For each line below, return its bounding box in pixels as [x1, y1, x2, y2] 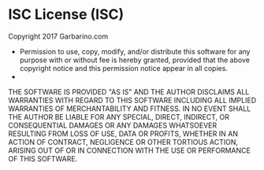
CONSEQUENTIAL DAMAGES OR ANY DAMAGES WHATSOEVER [8, 120, 218, 130]
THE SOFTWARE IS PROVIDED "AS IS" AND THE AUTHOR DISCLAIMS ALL [8, 87, 250, 96]
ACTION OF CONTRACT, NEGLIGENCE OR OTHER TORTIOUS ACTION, [8, 137, 239, 146]
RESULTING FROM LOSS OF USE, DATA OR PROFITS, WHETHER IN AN [8, 128, 239, 139]
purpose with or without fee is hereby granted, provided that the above [19, 55, 251, 65]
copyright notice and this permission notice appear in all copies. [19, 63, 229, 72]
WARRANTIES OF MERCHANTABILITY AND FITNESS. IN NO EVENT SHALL [8, 104, 251, 113]
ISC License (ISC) [8, 6, 125, 24]
